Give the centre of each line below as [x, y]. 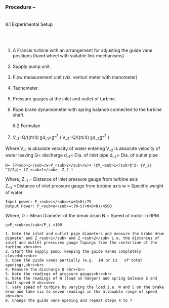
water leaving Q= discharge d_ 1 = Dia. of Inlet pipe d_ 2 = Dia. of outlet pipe [82, 156]
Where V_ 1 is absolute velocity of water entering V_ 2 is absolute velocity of [83, 149]
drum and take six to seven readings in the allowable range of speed [81, 292]
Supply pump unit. [32, 66]
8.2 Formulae [26, 126]
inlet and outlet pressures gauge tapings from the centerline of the [81, 242]
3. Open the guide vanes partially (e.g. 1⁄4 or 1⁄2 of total [74, 260]
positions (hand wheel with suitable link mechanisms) [68, 56]
